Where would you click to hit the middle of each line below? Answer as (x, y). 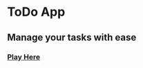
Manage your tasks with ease (72, 37)
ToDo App (36, 12)
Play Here (23, 57)
